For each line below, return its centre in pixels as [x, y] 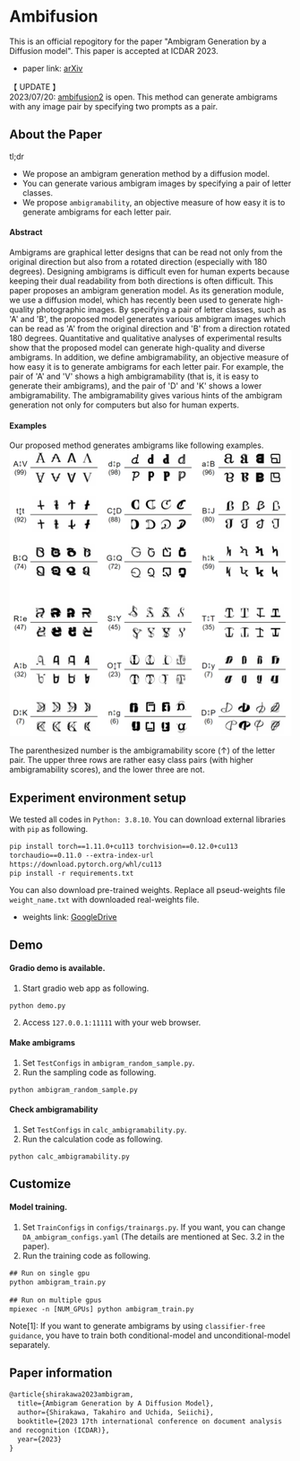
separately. [30, 1344]
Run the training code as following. [86, 1255]
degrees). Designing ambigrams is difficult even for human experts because [150, 271]
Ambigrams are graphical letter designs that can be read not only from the [146, 252]
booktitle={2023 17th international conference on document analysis [150, 1422]
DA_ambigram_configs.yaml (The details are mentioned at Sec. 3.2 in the [153, 1237]
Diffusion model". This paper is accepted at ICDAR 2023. [114, 50]
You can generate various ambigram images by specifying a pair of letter [157, 183]
